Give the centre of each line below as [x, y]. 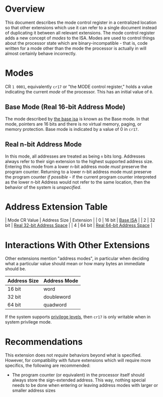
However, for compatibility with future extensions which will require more [78, 361]
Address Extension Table [57, 207]
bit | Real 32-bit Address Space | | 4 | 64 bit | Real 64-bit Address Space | [79, 225]
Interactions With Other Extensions [77, 245]
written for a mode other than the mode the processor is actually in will [76, 48]
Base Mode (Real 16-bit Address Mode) [65, 107]
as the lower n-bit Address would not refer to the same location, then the [78, 182]
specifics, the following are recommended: [48, 365]
